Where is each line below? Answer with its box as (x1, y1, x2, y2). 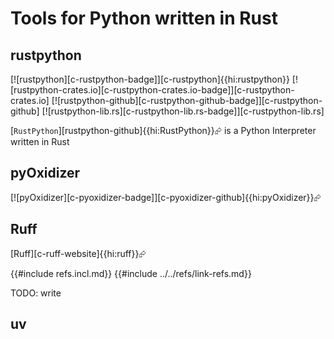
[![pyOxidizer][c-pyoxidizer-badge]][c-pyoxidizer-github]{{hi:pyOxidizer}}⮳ (10, 191, 322, 203)
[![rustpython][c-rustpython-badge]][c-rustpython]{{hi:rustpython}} (10, 73, 290, 85)
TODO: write (10, 287, 62, 299)
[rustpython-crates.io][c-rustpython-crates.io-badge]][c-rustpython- (10, 84, 295, 96)
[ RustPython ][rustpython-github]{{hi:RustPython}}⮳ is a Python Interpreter (10, 125, 317, 136)
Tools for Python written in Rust (10, 7, 278, 30)
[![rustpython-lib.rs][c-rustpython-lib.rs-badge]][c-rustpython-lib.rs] (41, 105, 325, 117)
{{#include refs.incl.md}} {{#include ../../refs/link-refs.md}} (10, 267, 252, 279)
